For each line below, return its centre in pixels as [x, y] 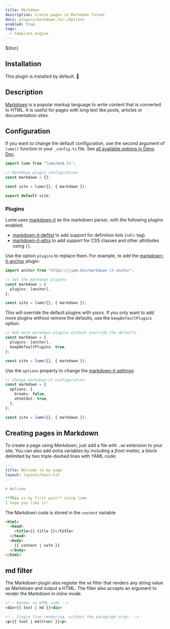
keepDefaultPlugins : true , [38, 347]
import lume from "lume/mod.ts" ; [40, 164]
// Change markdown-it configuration [45, 380]
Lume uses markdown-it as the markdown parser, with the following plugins [84, 220]
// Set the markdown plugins [36, 279]
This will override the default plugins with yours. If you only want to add [80, 312]
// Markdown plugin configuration [42, 173]
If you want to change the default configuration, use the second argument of [85, 143]
